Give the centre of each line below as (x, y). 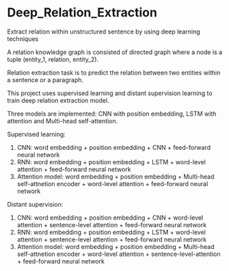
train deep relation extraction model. (58, 100)
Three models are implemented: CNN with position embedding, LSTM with (112, 114)
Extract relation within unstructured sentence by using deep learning (104, 31)
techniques (23, 38)
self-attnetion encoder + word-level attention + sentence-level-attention (119, 254)
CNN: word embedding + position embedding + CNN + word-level (110, 218)
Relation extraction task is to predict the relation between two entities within (114, 73)
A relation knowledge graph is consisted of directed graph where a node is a (115, 52)
